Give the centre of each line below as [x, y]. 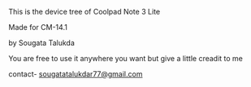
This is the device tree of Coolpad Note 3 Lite [84, 12]
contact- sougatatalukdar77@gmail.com [76, 74]
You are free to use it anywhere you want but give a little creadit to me [126, 58]
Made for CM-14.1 [38, 27]
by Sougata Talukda [41, 43]
